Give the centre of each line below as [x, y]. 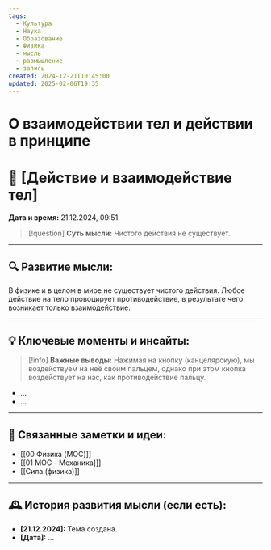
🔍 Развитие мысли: [61, 267]
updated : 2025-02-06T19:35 [54, 83]
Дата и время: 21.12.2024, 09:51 [63, 217]
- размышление [39, 61]
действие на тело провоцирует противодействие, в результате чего [126, 299]
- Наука [29, 31]
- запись [30, 69]
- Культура [34, 23]
